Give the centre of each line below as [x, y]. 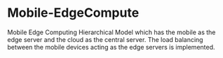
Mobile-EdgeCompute [73, 13]
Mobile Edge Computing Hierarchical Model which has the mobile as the [111, 32]
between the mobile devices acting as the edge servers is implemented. [111, 47]
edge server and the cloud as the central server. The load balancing [105, 39]
